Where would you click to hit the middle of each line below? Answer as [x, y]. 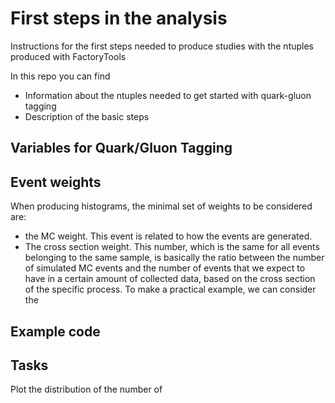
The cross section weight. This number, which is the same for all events [172, 247]
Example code [55, 331]
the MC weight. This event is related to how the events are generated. [168, 236]
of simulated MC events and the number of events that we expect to [165, 268]
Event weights [56, 182]
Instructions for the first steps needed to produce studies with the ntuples [162, 46]
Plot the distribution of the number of [86, 389]
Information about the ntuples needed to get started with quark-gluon [168, 95]
